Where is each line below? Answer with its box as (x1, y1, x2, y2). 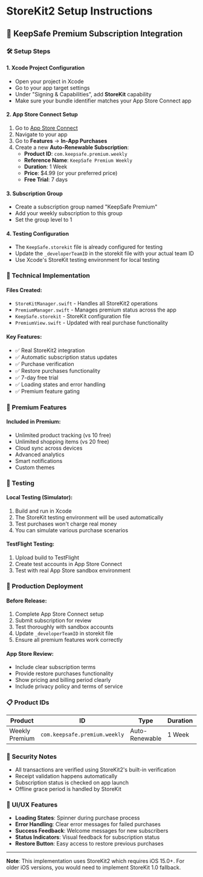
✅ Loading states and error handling (14, 381, 106, 388)
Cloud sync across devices (14, 444, 83, 452)
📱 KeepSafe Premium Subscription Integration (6, 28, 183, 39)
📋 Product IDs (6, 698, 50, 707)
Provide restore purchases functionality (14, 670, 114, 677)
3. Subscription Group (6, 190, 63, 197)
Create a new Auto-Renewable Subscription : (14, 144, 129, 151)
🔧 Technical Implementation (6, 272, 91, 280)
